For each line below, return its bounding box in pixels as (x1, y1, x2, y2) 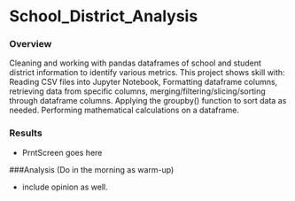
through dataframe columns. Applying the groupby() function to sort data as (9, 96, 287, 106)
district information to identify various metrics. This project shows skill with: (9, 67, 285, 78)
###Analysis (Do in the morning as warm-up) (9, 164, 175, 174)
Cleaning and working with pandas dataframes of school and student (9, 58, 261, 68)
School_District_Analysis (9, 6, 198, 27)
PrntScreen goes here (21, 147, 103, 158)
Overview (9, 38, 52, 50)
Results (9, 127, 43, 139)
